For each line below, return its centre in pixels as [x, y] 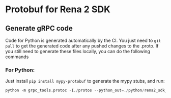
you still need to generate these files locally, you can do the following [78, 51]
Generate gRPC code [39, 28]
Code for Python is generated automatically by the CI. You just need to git [83, 40]
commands [17, 57]
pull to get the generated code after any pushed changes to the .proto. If [82, 46]
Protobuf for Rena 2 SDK [58, 9]
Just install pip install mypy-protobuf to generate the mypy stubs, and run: [85, 81]
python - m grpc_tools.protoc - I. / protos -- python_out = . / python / [75, 90]
